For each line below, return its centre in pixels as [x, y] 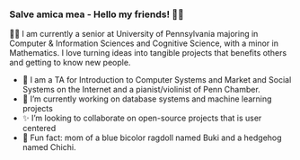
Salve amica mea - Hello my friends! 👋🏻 [97, 14]
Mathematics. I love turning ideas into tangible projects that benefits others [148, 53]
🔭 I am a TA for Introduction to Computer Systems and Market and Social [157, 80]
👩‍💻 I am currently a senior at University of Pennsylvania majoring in [134, 34]
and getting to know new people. [70, 63]
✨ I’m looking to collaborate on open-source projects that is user [142, 118]
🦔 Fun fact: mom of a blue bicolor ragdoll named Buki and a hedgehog [152, 138]
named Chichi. [49, 147]
